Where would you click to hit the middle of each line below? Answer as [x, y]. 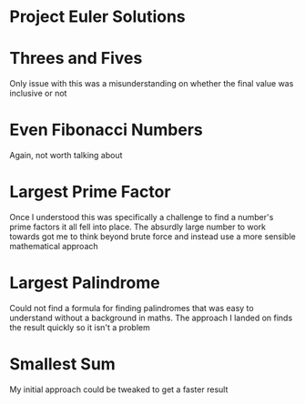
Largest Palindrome [85, 283]
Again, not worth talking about [66, 156]
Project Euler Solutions [98, 17]
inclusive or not [38, 94]
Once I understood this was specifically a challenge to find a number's [142, 217]
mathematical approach [54, 246]
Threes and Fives [76, 59]
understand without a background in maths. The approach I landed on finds [151, 318]
